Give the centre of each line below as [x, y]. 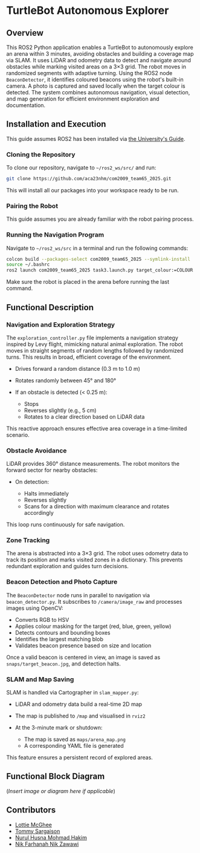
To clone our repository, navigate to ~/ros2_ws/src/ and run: [81, 168]
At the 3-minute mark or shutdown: [59, 728]
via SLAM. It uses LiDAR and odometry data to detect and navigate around [99, 60]
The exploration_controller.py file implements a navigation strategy [92, 338]
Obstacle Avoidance [37, 450]
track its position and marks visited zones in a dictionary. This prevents [95, 560]
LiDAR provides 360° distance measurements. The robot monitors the [93, 464]
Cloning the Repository [41, 154]
